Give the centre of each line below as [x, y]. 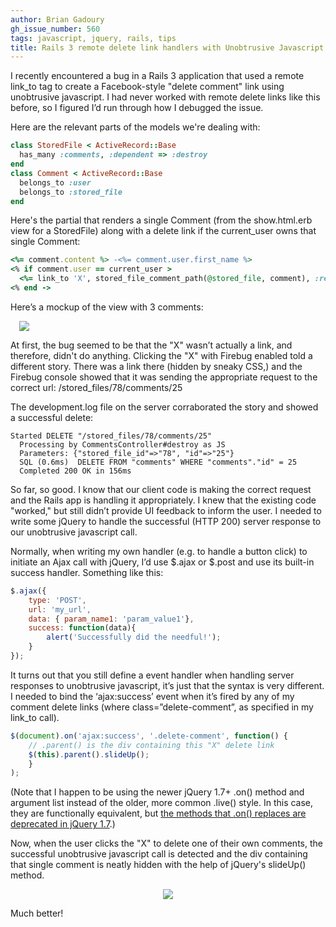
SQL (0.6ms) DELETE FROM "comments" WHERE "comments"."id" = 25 [158, 462]
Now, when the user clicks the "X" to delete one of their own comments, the [166, 843]
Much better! [37, 913]
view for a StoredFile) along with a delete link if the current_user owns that [163, 231]
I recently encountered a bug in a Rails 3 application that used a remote [157, 76]
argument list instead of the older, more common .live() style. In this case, [162, 803]
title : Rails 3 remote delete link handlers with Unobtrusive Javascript [167, 47]
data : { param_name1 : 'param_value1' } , [111, 619]
